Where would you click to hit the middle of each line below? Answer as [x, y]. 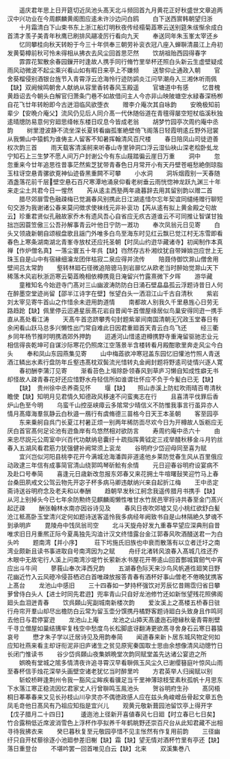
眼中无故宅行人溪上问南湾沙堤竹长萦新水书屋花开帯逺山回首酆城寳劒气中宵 [118, 559]
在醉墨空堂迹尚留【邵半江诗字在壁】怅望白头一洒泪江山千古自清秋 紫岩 [113, 293]
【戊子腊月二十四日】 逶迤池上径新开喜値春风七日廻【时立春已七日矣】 [113, 714]
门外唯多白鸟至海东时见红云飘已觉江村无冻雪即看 [154, 233]
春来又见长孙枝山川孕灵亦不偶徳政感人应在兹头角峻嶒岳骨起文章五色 [127, 697]
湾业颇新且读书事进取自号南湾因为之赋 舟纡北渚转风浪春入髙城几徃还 [110, 551]
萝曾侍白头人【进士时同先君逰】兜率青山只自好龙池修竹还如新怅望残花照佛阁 [115, 594]
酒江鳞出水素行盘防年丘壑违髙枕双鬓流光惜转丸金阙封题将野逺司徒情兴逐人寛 [115, 362]
